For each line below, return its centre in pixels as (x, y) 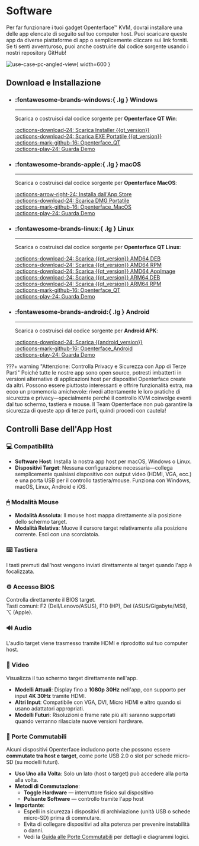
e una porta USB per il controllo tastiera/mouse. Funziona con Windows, (103, 480)
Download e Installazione (54, 83)
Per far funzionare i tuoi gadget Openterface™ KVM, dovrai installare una (94, 27)
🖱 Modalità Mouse (33, 502)
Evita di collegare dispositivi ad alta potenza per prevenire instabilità (107, 824)
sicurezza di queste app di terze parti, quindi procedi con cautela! (86, 410)
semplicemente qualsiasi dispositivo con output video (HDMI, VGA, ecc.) (103, 474)
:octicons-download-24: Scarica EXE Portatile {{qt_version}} (88, 136)
